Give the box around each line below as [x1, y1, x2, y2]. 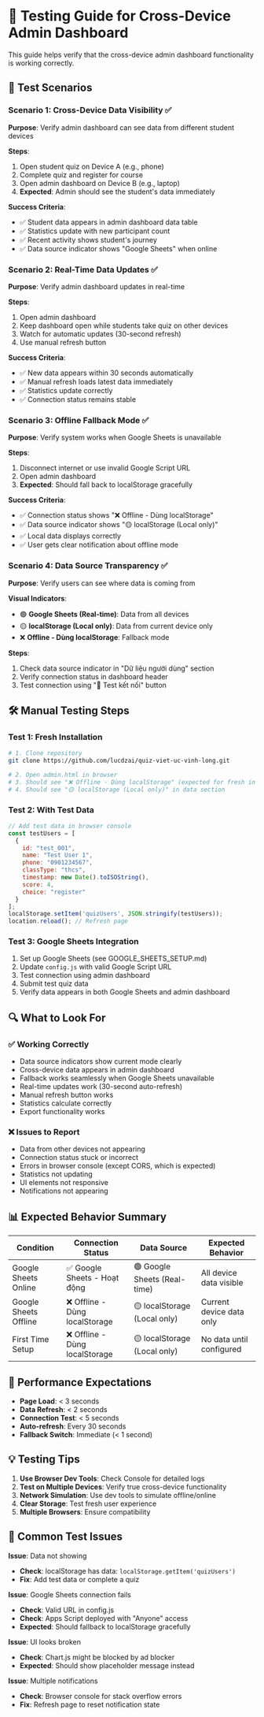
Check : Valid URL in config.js [19, 1605, 115, 1615]
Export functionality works [19, 1107, 105, 1117]
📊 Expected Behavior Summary [8, 1210, 167, 1224]
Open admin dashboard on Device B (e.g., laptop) [19, 178, 181, 188]
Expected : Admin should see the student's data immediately [19, 187, 215, 196]
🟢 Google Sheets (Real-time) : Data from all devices [19, 609, 189, 619]
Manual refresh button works [19, 1091, 114, 1100]
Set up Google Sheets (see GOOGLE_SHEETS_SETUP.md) [19, 953, 207, 964]
